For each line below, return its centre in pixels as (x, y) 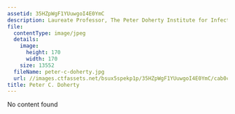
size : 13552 (37, 65)
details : (26, 40)
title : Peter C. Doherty (43, 85)
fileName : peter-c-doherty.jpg (59, 72)
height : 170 (43, 53)
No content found (33, 104)
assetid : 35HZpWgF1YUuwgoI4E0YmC (56, 14)
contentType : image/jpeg (50, 33)
